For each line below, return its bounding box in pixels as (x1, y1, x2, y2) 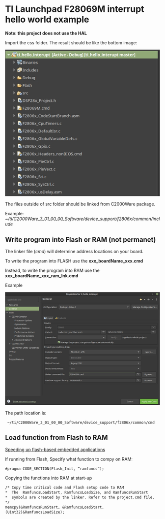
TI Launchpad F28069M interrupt (5, 3, 144, 15)
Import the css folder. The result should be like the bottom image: (5, 39, 137, 45)
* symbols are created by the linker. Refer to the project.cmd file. (5, 495, 155, 500)
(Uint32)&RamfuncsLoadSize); (5, 510, 65, 515)
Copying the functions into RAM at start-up (5, 475, 92, 481)
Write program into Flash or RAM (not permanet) (5, 235, 156, 244)
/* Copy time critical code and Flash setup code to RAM (5, 485, 124, 490)
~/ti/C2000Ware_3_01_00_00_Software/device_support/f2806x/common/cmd (7, 420, 155, 425)
